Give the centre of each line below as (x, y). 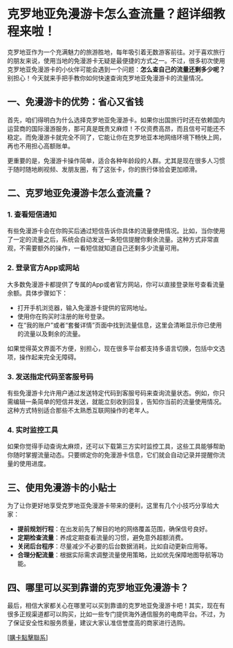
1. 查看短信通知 (32, 215)
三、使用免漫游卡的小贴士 (62, 488)
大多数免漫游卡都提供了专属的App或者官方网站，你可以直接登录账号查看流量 (116, 284)
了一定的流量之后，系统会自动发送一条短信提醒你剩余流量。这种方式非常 (110, 240)
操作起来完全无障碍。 (49, 357)
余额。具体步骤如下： (37, 293)
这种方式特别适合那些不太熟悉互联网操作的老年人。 (80, 411)
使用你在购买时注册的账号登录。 (63, 316)
